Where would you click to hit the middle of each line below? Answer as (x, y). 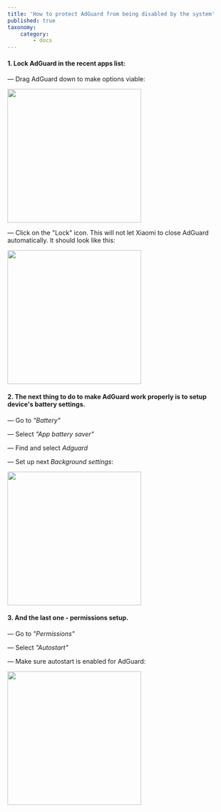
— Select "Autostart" (38, 647)
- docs (43, 41)
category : (35, 34)
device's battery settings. (46, 404)
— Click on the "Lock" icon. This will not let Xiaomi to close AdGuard (108, 233)
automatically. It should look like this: (61, 240)
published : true (31, 21)
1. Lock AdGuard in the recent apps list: (67, 63)
